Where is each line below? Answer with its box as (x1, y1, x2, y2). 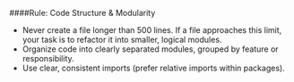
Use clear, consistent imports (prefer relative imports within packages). (22, 62, 285, 73)
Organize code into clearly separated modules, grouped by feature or (22, 44, 280, 54)
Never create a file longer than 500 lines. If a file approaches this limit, (22, 25, 282, 35)
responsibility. (22, 53, 74, 63)
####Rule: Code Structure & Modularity (9, 8, 156, 18)
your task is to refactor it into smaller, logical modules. (22, 35, 222, 45)
